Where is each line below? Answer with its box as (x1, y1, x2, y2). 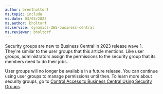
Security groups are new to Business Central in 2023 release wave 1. (5, 43, 143, 49)
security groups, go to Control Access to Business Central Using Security (5, 78, 152, 84)
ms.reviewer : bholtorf (5, 30, 51, 35)
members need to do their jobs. (5, 59, 68, 64)
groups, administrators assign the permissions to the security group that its (5, 54, 156, 59)
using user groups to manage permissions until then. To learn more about (5, 74, 152, 79)
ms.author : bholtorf (5, 20, 47, 26)
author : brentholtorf (5, 7, 49, 12)
